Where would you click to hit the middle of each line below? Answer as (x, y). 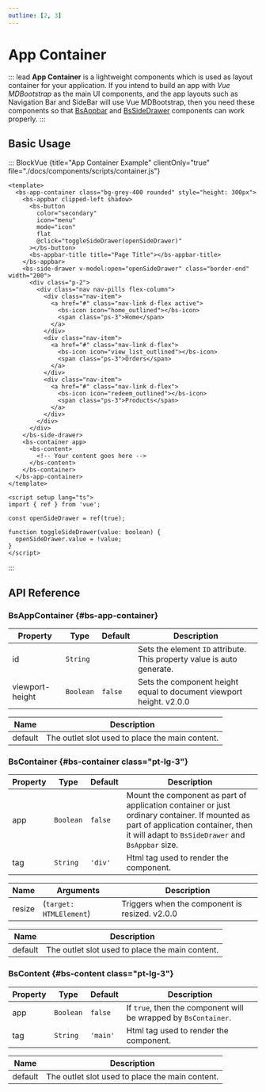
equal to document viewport (190, 692)
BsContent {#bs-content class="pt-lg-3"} (91, 974)
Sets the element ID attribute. (192, 649)
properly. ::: (27, 119)
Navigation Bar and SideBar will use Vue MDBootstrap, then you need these (131, 102)
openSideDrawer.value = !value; (69, 540)
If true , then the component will (185, 1007)
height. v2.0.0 (163, 702)
